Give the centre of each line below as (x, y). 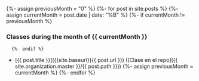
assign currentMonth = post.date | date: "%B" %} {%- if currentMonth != (96, 15)
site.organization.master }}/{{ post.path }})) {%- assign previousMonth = (104, 66)
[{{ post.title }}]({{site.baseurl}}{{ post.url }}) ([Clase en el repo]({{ (96, 60)
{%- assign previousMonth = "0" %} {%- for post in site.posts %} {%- (92, 9)
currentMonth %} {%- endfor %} (55, 73)
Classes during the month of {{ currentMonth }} (77, 36)
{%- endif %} (28, 49)
